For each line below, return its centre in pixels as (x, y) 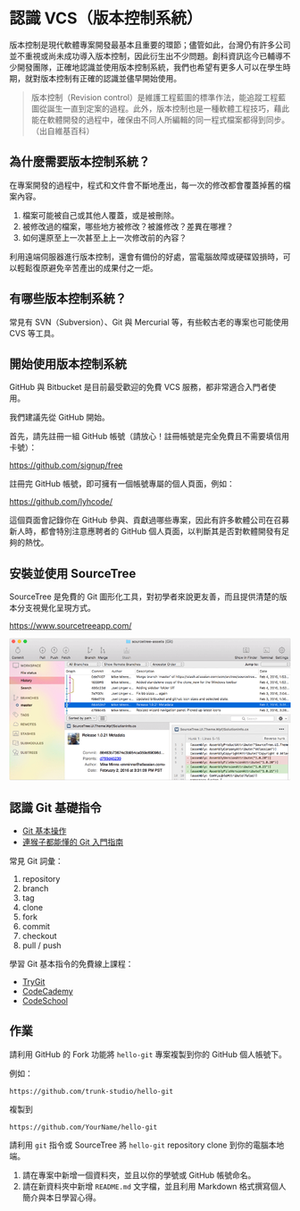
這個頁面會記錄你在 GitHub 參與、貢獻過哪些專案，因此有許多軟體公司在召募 (150, 521)
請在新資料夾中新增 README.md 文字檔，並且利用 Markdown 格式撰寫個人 (154, 1186)
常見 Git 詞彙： (37, 861)
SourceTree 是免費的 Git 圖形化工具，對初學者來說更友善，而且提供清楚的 (144, 597)
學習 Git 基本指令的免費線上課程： (71, 964)
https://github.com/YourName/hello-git (83, 1127)
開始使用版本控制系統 (68, 364)
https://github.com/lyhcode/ (61, 502)
